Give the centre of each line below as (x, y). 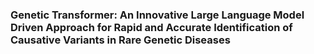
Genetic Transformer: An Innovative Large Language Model (157, 15)
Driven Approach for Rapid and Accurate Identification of (151, 27)
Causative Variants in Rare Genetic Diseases (120, 40)
